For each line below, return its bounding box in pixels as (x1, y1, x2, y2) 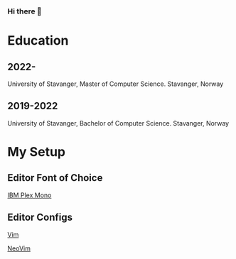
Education (7, 33, 69, 49)
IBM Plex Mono (7, 191, 52, 199)
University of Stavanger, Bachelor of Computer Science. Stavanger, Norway (7, 119, 230, 127)
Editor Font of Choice (7, 172, 103, 184)
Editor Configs (7, 211, 73, 224)
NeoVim (7, 244, 31, 253)
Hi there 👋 (7, 6, 43, 16)
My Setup (7, 143, 66, 160)
